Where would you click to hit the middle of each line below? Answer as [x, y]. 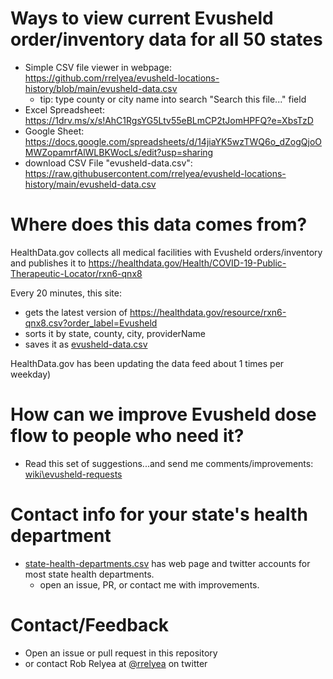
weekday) [31, 374]
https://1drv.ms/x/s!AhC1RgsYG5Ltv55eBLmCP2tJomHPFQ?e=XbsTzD [169, 120]
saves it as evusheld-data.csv [86, 344]
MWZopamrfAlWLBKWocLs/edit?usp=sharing [119, 152]
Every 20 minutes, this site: [66, 293]
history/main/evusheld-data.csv [90, 184]
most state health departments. [89, 574]
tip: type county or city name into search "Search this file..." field [173, 99]
